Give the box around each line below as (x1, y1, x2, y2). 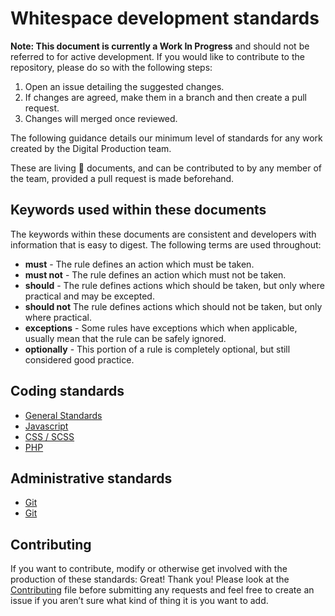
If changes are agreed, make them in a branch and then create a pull (24, 91, 307, 103)
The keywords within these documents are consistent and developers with (10, 228, 317, 240)
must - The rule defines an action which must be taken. (24, 258, 255, 270)
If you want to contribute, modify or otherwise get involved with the (10, 563, 288, 575)
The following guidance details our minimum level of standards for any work (10, 132, 323, 144)
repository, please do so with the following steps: (10, 61, 213, 73)
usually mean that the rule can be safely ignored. (24, 332, 227, 344)
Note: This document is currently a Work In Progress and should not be (10, 40, 310, 52)
